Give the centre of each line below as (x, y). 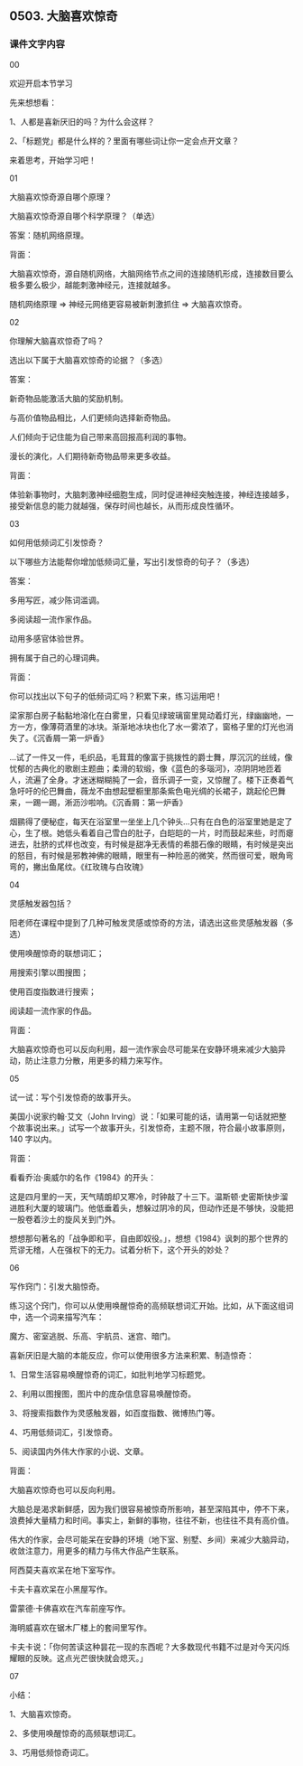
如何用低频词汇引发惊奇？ (57, 542)
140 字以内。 (33, 1139)
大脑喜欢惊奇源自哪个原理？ (61, 196)
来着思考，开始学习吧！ (53, 160)
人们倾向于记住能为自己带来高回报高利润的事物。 (100, 437)
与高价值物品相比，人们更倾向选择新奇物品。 (92, 418)
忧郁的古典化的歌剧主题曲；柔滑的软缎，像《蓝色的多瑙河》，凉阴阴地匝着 (146, 768)
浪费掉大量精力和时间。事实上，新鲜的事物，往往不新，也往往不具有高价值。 (151, 1520)
